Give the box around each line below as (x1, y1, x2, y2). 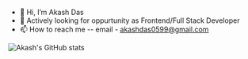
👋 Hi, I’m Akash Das (19, 8, 85, 17)
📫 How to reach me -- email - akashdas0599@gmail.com (19, 24, 209, 34)
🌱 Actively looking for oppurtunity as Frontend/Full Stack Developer (19, 16, 240, 25)
